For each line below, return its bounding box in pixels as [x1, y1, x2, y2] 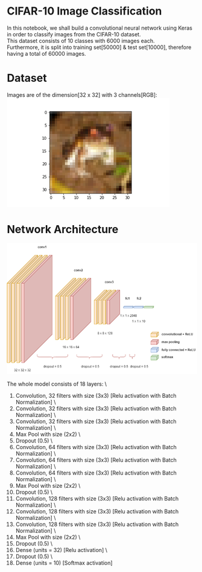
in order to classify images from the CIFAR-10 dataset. [7, 30, 141, 38]
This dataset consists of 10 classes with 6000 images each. [7, 37, 155, 44]
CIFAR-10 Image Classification [7, 4, 162, 18]
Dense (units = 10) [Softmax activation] [15, 559, 113, 567]
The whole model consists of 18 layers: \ [7, 380, 107, 387]
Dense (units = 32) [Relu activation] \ [15, 546, 107, 553]
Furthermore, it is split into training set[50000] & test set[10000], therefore [7, 44, 192, 51]
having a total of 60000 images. [7, 50, 86, 57]
